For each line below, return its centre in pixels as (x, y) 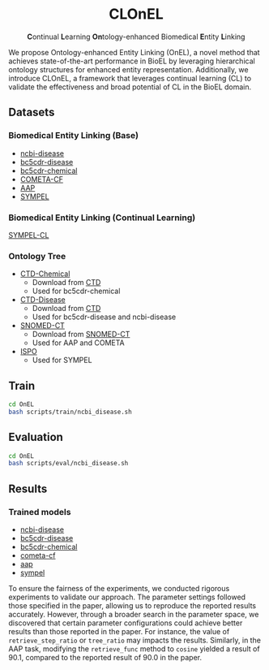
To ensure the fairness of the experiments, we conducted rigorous (119, 589)
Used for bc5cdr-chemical (76, 291)
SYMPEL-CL (29, 235)
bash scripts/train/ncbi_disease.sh (70, 412)
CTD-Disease (43, 300)
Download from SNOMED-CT (81, 335)
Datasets (32, 112)
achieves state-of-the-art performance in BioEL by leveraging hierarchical (132, 61)
